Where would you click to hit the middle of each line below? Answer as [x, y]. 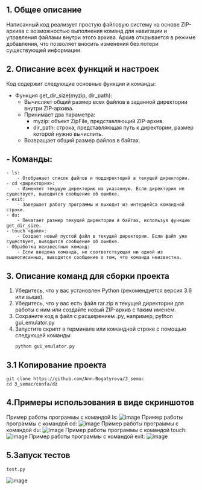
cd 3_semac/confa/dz [32, 384]
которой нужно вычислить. [68, 134]
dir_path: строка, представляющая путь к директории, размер [113, 127]
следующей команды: [43, 336]
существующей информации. [44, 50]
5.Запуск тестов [38, 455]
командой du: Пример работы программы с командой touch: [96, 430]
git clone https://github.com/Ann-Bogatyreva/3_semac [75, 379]
